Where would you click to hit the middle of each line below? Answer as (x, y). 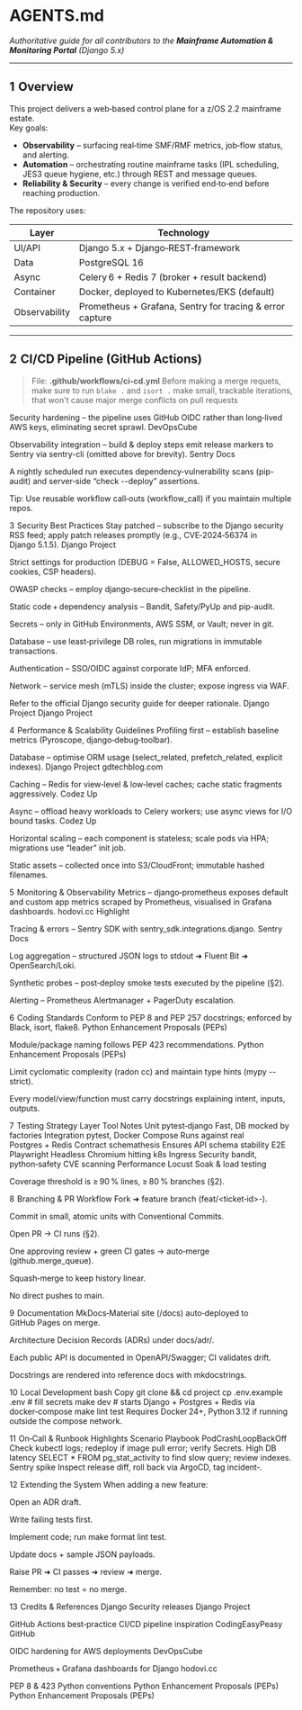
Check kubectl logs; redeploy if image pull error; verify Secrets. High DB (143, 1448)
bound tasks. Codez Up (53, 821)
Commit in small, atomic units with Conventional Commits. (117, 1216)
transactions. (34, 651)
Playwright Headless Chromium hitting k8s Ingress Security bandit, (133, 1154)
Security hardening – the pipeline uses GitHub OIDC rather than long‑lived (146, 417)
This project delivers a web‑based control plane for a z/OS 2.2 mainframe (145, 108)
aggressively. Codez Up (53, 794)
